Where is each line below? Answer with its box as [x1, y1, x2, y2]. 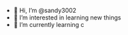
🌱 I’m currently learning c [13, 21, 84, 28]
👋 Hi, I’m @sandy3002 [13, 7, 77, 14]
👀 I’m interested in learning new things [13, 13, 121, 22]
